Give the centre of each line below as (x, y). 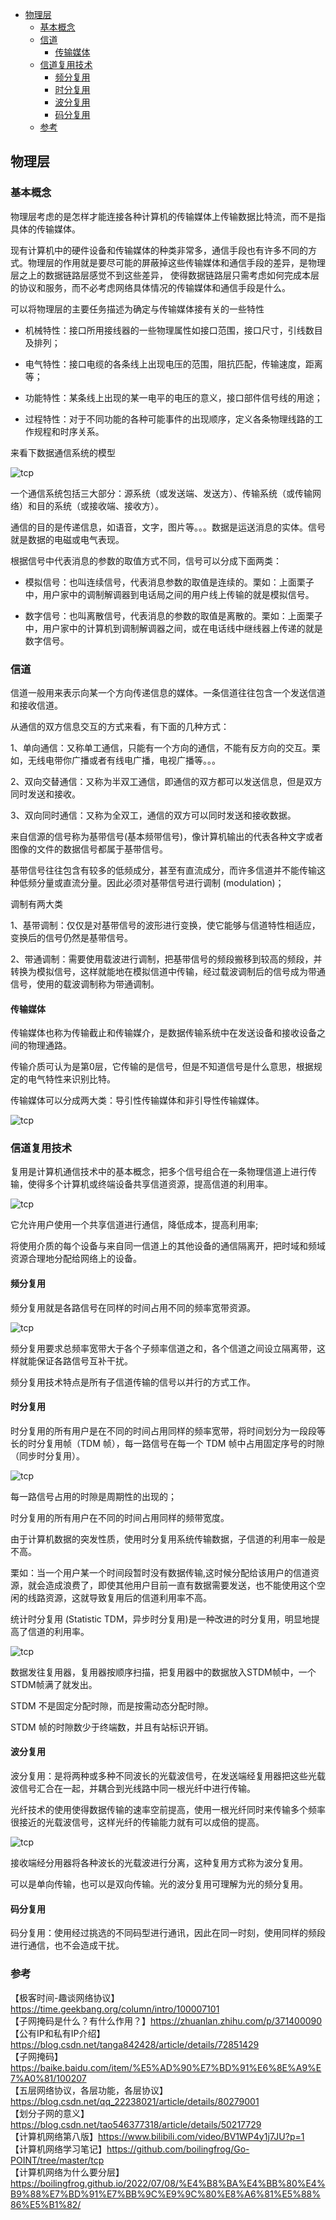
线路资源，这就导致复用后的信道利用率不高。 (119, 1597)
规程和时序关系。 (69, 431)
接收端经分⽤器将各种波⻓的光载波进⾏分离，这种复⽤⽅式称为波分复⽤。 (159, 1863)
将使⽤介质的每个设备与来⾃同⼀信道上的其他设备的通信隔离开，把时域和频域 (168, 1246)
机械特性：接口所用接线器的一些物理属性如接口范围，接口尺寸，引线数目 (173, 330)
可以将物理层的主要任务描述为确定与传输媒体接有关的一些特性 (137, 309)
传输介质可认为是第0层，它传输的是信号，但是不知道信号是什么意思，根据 (162, 1067)
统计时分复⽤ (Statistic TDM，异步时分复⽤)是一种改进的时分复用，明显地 (161, 1619)
